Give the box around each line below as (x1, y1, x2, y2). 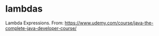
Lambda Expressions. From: (5, 20, 64, 26)
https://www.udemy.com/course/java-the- (64, 20, 154, 26)
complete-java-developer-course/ (5, 25, 77, 31)
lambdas (5, 3, 43, 15)
